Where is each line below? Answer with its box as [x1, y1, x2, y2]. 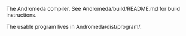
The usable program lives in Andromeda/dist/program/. [6, 23, 142, 30]
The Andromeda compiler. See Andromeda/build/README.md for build [6, 5, 181, 12]
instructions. [6, 11, 37, 19]
